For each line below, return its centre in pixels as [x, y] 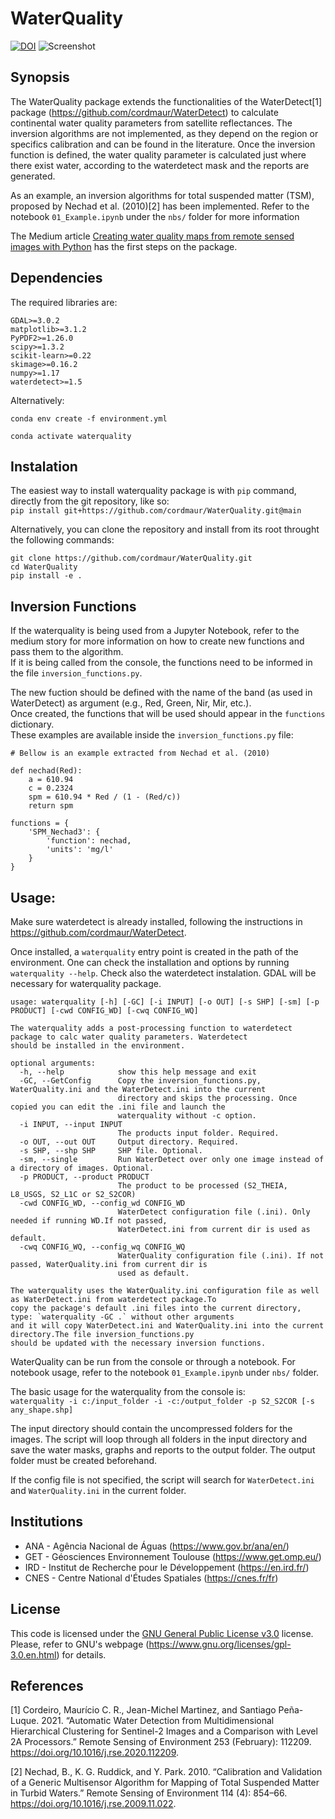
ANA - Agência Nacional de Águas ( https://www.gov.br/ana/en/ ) [157, 1546]
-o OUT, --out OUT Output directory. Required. [129, 1142]
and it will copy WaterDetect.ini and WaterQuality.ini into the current [167, 1326]
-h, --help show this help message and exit [138, 1072]
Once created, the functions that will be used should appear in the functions [168, 714]
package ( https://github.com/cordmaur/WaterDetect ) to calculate [144, 112]
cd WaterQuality [44, 567]
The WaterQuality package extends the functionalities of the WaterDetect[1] [166, 101]
